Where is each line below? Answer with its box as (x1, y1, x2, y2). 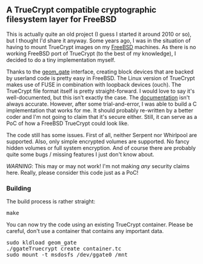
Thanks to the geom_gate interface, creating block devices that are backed (6, 68, 194, 75)
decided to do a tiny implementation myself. (6, 56, 116, 63)
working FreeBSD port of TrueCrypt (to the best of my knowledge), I (6, 50, 176, 57)
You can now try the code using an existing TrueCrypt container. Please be (6, 221, 193, 228)
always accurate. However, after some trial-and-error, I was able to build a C (6, 100, 197, 107)
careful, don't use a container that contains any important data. (6, 228, 164, 235)
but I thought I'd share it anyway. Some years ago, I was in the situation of (6, 36, 191, 44)
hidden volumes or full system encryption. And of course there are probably (6, 144, 196, 151)
